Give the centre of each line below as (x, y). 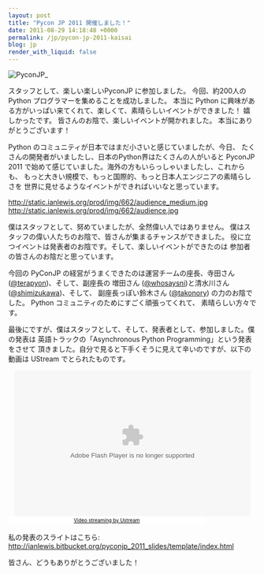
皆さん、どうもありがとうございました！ (74, 562)
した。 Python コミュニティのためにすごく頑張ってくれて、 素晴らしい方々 (129, 303)
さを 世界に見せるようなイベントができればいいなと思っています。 (115, 186)
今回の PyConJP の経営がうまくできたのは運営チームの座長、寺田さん (121, 273)
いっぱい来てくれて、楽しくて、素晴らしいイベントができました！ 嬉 (139, 110)
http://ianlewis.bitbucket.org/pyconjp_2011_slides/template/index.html (121, 546)
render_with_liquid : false (52, 52)
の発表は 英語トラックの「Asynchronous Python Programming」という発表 (130, 339)
